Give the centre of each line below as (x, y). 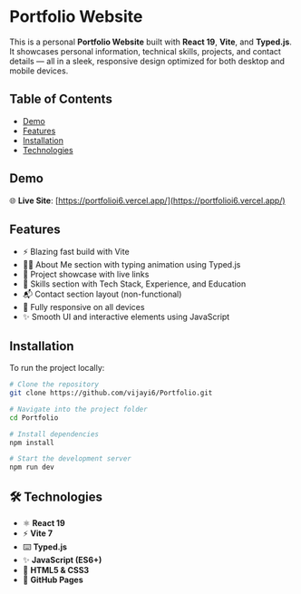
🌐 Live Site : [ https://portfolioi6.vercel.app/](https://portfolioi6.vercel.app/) (147, 200)
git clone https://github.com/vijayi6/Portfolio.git (111, 393)
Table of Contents (61, 99)
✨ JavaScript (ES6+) (62, 560)
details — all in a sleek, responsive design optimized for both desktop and (147, 61)
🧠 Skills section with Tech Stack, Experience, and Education (134, 284)
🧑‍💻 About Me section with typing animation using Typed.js (131, 265)
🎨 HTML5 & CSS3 (56, 570)
